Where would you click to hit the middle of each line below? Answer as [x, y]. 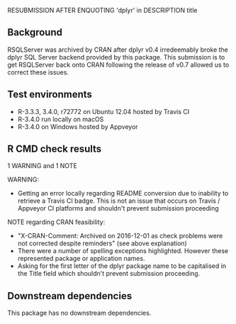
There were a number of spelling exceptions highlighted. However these [123, 251]
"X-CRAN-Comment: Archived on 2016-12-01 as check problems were [120, 236]
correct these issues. [38, 72]
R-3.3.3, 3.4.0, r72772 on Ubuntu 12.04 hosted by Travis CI [103, 111]
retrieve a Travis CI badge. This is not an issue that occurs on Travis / [119, 201]
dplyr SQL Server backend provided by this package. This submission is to [116, 57]
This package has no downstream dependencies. [79, 313]
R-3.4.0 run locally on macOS [61, 119]
